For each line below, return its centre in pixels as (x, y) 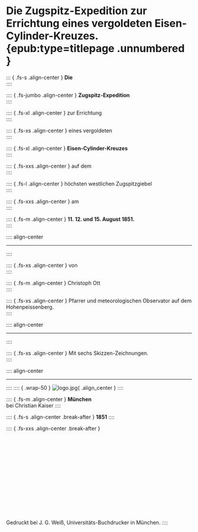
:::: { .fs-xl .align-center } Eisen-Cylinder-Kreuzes (67, 148)
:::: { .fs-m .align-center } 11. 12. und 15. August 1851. (70, 219)
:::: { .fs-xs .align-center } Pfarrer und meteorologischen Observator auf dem (99, 301)
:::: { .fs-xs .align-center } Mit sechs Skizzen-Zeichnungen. (77, 353)
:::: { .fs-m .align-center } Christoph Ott (53, 283)
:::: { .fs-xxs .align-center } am (43, 201)
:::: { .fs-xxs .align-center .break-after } (53, 428)
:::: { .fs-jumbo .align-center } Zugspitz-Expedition (68, 95)
